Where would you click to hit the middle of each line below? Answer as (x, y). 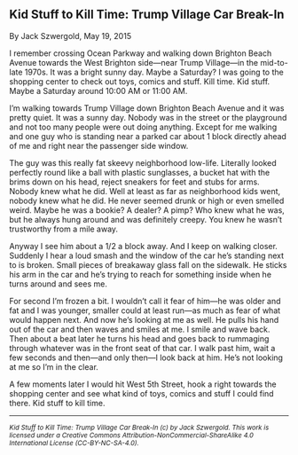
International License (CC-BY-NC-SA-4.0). (74, 443)
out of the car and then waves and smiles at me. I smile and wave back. (140, 329)
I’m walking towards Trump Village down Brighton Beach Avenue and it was (147, 108)
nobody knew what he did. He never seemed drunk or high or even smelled (147, 200)
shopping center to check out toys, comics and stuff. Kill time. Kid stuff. (140, 81)
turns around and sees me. (59, 284)
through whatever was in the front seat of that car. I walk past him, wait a (142, 348)
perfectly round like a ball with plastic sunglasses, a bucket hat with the (140, 172)
